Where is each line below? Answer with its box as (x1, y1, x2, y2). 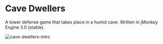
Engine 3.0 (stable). (5, 24, 45, 30)
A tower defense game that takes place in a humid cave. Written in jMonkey (5, 19, 159, 25)
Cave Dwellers (5, 3, 65, 14)
